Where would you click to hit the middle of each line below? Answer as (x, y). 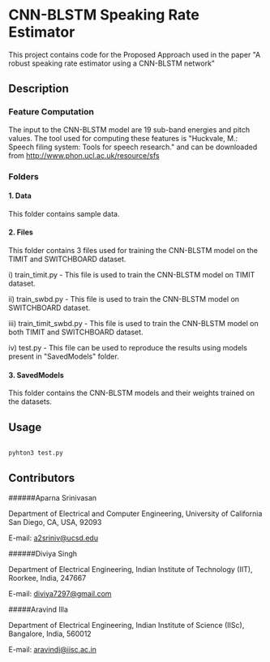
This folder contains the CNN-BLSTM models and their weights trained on (132, 393)
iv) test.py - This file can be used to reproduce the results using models (128, 347)
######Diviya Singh (43, 553)
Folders (24, 176)
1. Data (20, 196)
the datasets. (30, 402)
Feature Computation (51, 112)
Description (39, 89)
